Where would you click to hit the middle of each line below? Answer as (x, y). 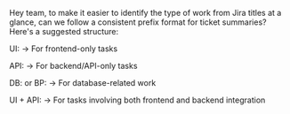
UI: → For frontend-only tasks (64, 49)
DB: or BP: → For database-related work (83, 83)
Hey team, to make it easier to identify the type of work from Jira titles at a (145, 13)
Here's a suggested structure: (64, 31)
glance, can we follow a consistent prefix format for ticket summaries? (138, 22)
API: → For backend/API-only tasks (73, 66)
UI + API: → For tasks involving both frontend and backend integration (137, 100)
